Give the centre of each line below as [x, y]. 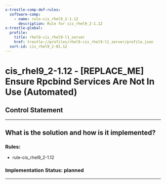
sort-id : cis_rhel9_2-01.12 [39, 46]
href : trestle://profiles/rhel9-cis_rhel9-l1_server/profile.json [84, 42]
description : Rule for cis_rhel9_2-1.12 [60, 23]
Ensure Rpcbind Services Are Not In [80, 81]
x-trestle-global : [24, 28]
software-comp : [25, 14]
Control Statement [34, 110]
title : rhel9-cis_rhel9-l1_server [49, 38]
